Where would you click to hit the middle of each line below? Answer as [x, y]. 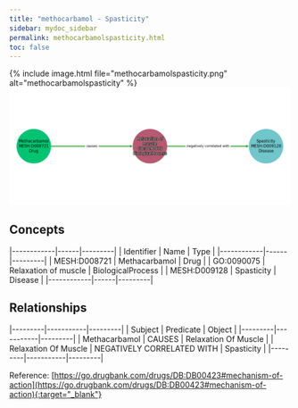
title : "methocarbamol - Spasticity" [79, 19]
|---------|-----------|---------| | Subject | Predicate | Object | [123, 329]
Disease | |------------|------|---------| [81, 279]
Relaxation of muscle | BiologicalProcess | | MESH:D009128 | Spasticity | [143, 270]
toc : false [29, 47]
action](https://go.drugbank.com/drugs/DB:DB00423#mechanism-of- [138, 385]
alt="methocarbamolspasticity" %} [74, 83]
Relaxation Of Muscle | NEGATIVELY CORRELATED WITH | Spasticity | [138, 348]
